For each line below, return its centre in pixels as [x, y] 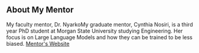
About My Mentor [40, 10]
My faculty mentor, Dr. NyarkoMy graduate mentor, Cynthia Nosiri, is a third [100, 24]
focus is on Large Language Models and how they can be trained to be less [99, 37]
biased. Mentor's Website [38, 43]
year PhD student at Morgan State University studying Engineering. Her [95, 31]
